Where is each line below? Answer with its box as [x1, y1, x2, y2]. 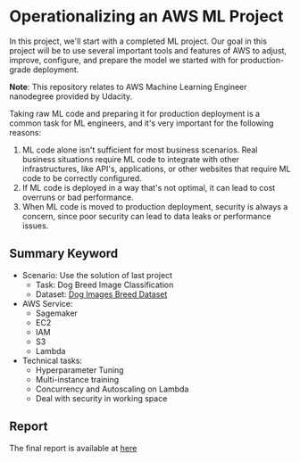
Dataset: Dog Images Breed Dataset [35, 288, 168, 300]
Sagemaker [35, 308, 79, 318]
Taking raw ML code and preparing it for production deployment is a [9, 108, 261, 119]
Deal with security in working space [35, 392, 168, 403]
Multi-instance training [35, 374, 120, 384]
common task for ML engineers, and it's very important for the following [9, 118, 274, 128]
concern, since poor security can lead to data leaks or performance [21, 210, 271, 221]
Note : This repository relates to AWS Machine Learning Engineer [9, 81, 247, 92]
